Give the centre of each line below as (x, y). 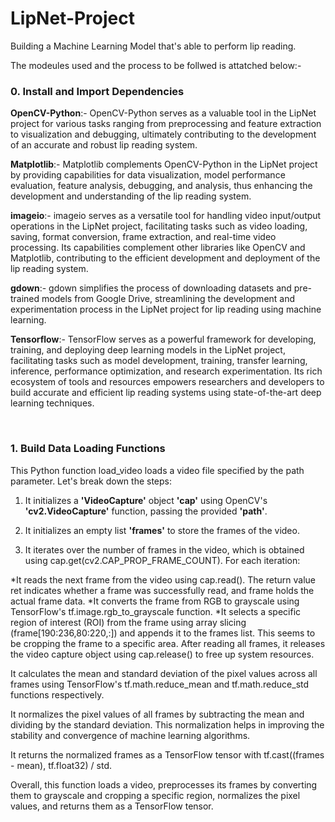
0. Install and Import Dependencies (97, 91)
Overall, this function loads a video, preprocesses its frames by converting (164, 784)
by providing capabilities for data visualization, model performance (148, 175)
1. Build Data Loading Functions (88, 449)
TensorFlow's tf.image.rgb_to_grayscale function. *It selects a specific (156, 611)
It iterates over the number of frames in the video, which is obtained (164, 549)
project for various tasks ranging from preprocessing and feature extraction (166, 124)
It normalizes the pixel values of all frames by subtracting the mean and (157, 714)
